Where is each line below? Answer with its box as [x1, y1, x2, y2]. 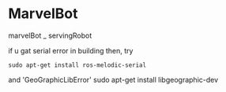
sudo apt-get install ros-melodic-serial [8, 61, 147, 69]
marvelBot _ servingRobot [8, 31, 92, 40]
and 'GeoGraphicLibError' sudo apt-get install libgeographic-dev [8, 75, 219, 84]
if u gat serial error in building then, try [8, 46, 134, 55]
